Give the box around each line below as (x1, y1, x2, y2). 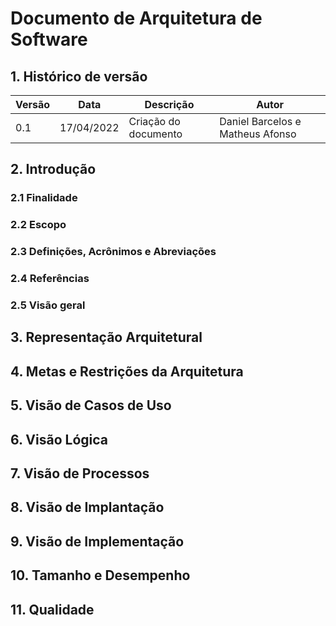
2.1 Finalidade (10, 191, 78, 205)
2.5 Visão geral (10, 298, 86, 312)
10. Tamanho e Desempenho (10, 567, 191, 584)
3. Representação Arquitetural (10, 329, 203, 346)
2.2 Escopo (10, 218, 67, 232)
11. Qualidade (10, 601, 95, 618)
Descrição (144, 98, 195, 111)
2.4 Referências (10, 272, 90, 286)
